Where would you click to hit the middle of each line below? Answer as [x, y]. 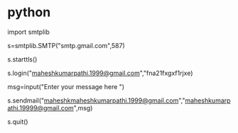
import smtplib [28, 32]
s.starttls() [22, 59]
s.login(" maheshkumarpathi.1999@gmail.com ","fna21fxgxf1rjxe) [100, 73]
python [29, 12]
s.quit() [18, 122]
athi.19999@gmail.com [41, 108]
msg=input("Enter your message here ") [66, 86]
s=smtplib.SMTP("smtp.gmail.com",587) [66, 45]
